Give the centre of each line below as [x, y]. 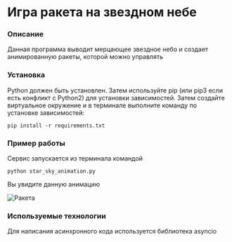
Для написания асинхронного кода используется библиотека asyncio [112, 231]
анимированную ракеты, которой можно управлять [85, 57]
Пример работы [36, 143]
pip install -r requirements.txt [56, 126]
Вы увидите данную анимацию [54, 184]
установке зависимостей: [46, 112]
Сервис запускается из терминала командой [75, 159]
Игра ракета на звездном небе [102, 12]
